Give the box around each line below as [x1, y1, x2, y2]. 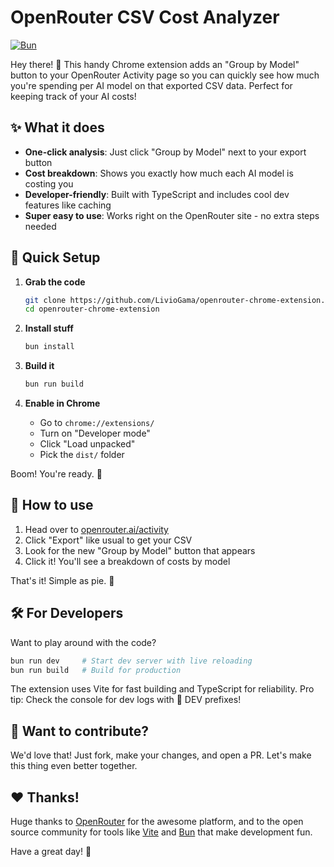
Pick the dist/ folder [39, 449, 125, 461]
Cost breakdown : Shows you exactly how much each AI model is [24, 167, 294, 179]
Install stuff [24, 322, 74, 335]
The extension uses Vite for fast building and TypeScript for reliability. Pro [10, 683, 315, 695]
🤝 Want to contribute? [10, 722, 149, 740]
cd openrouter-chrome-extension [24, 304, 160, 315]
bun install [24, 342, 75, 352]
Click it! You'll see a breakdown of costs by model [24, 555, 231, 567]
